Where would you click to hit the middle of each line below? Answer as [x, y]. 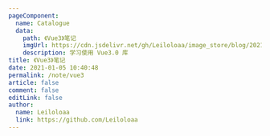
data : [25, 30]
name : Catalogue [43, 23]
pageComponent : [34, 16]
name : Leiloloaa [43, 113]
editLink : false [35, 98]
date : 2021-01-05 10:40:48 [53, 68]
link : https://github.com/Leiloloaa [77, 120]
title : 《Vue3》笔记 [37, 61]
